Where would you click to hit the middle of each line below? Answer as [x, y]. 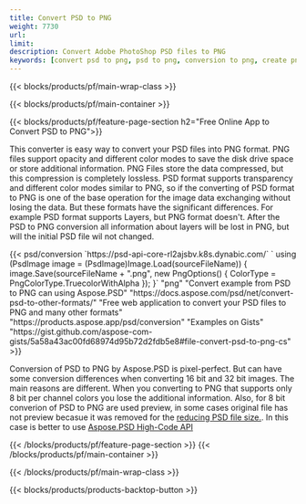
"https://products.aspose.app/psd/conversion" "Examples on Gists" [137, 322]
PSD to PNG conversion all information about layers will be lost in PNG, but [149, 226]
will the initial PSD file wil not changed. [82, 236]
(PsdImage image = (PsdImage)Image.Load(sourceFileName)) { [128, 264]
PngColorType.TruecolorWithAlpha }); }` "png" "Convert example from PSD [150, 283]
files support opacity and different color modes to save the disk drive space [152, 159]
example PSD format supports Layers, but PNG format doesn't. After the [145, 217]
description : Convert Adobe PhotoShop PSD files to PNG [117, 52]
